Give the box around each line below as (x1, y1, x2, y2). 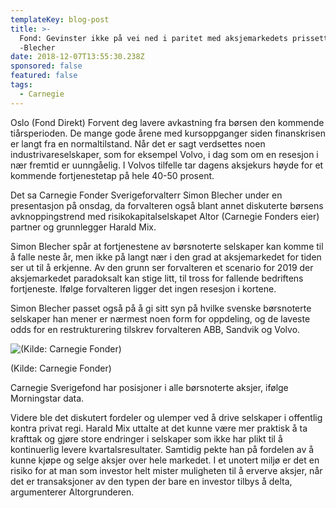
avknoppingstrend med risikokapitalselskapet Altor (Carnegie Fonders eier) (10, 210, 320, 222)
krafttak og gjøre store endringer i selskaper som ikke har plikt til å (10, 432, 283, 445)
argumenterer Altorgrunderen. (10, 486, 135, 498)
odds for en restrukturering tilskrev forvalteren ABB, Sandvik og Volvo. (10, 323, 301, 335)
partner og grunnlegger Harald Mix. (10, 221, 157, 233)
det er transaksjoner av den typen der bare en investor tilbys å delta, (10, 475, 293, 487)
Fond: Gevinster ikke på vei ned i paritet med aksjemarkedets (19, 33, 288, 43)
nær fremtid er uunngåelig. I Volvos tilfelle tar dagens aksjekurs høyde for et (10, 159, 324, 171)
